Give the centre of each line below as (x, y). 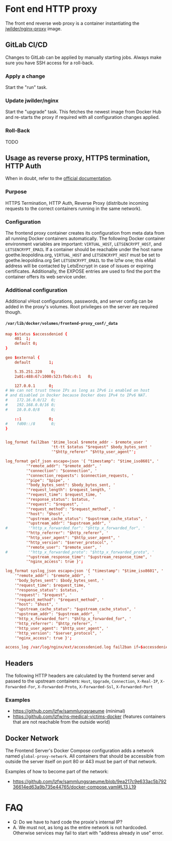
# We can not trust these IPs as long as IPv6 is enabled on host (78, 391)
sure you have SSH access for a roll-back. (50, 63)
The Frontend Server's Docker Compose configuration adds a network (80, 751)
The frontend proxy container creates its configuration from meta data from (85, 233)
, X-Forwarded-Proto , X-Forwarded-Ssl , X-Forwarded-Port (94, 687)
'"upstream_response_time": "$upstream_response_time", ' (89, 557)
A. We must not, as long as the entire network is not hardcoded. (80, 828)
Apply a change (25, 76)
